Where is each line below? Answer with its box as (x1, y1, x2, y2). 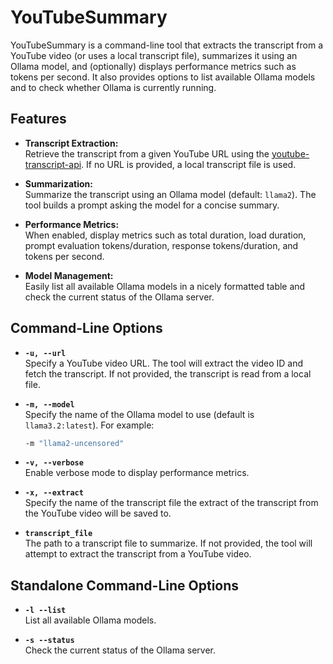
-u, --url (24, 348, 67, 358)
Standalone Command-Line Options (10, 577, 240, 594)
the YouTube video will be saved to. (24, 507, 172, 520)
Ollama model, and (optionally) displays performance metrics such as (10, 60, 297, 72)
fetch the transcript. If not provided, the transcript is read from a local (24, 367, 312, 380)
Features (10, 111, 67, 128)
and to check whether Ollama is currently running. (10, 81, 217, 93)
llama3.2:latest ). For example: (24, 419, 155, 431)
